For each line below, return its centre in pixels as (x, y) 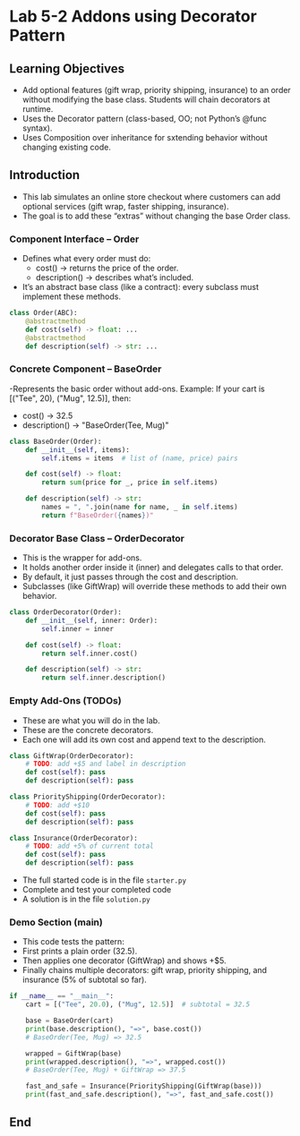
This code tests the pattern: (73, 942)
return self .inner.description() (104, 678)
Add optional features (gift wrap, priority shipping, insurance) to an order (156, 90)
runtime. (38, 109)
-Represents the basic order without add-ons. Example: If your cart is (137, 389)
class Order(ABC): (43, 313)
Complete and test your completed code (97, 889)
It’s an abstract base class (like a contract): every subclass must (141, 287)
